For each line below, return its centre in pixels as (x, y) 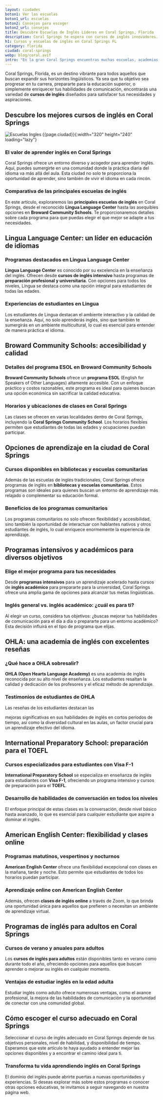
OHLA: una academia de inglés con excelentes (77, 642)
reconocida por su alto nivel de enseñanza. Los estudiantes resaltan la (76, 679)
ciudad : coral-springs (28, 50)
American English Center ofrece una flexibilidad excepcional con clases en (81, 867)
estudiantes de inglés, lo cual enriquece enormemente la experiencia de (78, 529)
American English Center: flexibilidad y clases (77, 834)
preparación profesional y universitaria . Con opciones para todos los (76, 281)
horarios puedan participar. (32, 877)
